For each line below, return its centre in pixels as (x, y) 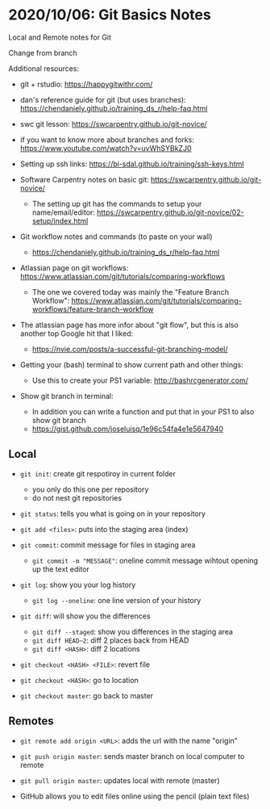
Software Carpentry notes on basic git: (84, 179)
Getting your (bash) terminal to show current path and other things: (131, 364)
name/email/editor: (63, 212)
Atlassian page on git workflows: (74, 267)
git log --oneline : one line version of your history (116, 600)
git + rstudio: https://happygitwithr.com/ (86, 84)
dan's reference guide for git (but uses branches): (103, 99)
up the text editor (61, 569)
